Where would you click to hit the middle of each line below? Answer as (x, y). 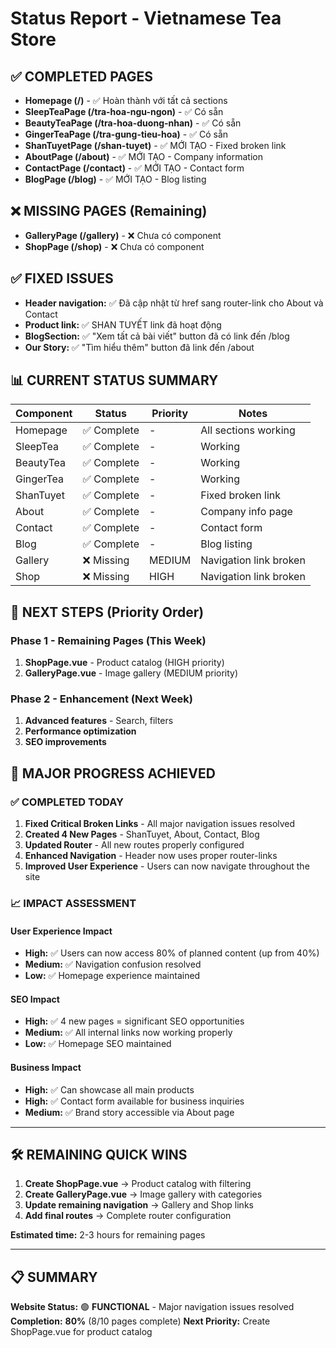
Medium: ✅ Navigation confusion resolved (113, 964)
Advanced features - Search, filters (99, 721)
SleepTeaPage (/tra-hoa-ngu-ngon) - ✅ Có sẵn (124, 111)
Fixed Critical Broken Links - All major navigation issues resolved (160, 824)
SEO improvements (65, 742)
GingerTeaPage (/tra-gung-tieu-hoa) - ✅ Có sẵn (126, 134)
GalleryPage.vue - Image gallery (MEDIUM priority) (131, 673)
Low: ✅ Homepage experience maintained (112, 976)
